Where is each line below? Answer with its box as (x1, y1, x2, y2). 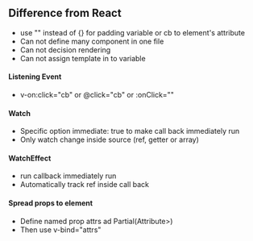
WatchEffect (8, 153, 52, 163)
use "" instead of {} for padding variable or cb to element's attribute (19, 27, 246, 37)
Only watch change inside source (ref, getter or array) (19, 135, 200, 144)
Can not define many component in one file (19, 36, 164, 46)
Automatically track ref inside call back (19, 180, 150, 189)
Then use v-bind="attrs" (19, 225, 102, 235)
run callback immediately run (19, 171, 117, 181)
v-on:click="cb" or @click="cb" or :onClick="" (19, 90, 175, 100)
